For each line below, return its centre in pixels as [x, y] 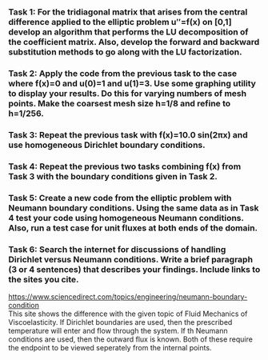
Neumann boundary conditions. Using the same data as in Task [134, 208]
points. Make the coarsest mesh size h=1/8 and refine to [120, 103]
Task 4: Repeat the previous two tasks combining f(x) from [125, 166]
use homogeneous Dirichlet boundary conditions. [107, 145]
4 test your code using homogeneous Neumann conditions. [126, 218]
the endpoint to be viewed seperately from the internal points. [110, 347]
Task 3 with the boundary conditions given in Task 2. [113, 176]
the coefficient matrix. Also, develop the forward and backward [134, 42]
